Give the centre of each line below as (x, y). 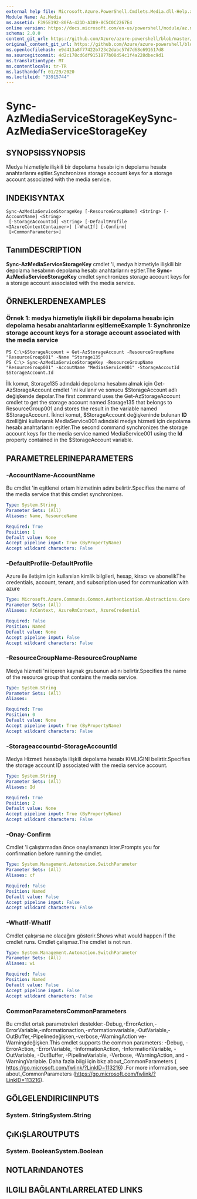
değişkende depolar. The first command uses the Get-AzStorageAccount (93, 396)
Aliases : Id (21, 787)
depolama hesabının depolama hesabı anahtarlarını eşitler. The (81, 270)
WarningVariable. (27, 1061)
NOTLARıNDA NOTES (45, 1170)
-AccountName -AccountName (51, 475)
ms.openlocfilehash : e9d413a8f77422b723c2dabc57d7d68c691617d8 (85, 50)
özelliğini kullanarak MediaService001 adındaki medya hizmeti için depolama (98, 421)
